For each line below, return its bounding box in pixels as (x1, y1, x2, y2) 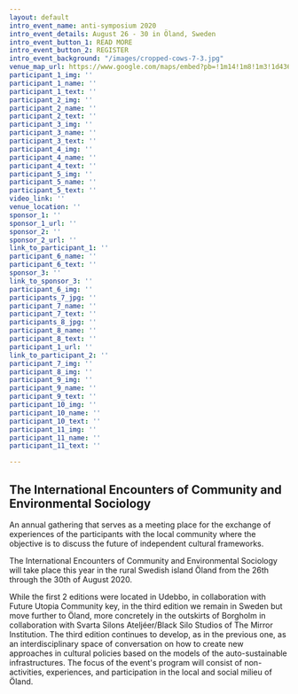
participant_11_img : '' (9, 425, 98, 434)
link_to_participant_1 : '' (9, 244, 109, 253)
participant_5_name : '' (9, 178, 98, 187)
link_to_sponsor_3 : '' (9, 277, 93, 285)
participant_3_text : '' (9, 136, 98, 145)
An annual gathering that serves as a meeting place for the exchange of (9, 519, 271, 530)
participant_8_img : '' (9, 367, 93, 377)
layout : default (9, 12, 69, 22)
